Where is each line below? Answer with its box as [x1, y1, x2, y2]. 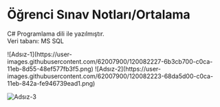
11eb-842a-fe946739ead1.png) [7, 79, 96, 87]
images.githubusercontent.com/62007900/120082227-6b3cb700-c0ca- [7, 57, 213, 65]
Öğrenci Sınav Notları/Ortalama [7, 7, 190, 23]
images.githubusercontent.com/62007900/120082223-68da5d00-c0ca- [7, 72, 214, 80]
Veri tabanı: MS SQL [7, 36, 64, 45]
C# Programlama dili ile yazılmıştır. [7, 29, 104, 38]
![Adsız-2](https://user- [95, 64, 162, 73]
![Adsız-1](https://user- [7, 50, 72, 58]
